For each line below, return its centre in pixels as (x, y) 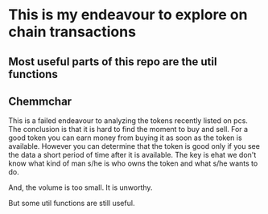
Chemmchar (40, 101)
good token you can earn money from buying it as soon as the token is (126, 138)
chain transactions (72, 32)
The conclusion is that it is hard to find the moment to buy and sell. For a (128, 130)
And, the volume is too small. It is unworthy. (80, 187)
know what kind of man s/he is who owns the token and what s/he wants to (133, 163)
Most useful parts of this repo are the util (113, 62)
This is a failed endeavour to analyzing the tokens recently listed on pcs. (128, 121)
